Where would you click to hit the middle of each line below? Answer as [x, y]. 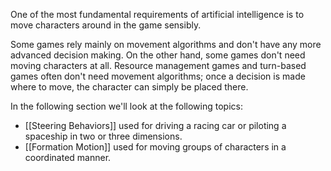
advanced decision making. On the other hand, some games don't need [158, 55]
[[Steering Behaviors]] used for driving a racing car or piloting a [155, 125]
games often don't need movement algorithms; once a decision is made [158, 76]
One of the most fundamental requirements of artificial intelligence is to [157, 14]
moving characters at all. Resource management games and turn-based [158, 65]
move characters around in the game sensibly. [106, 25]
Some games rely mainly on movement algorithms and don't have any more [166, 44]
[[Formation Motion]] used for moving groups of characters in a [155, 147]
